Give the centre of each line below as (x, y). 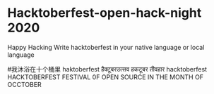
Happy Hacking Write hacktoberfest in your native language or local (106, 47)
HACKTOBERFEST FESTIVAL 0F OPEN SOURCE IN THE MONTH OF (105, 77)
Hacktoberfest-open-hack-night (105, 13)
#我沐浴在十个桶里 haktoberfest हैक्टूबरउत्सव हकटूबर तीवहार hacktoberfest (107, 69)
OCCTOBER (25, 84)
